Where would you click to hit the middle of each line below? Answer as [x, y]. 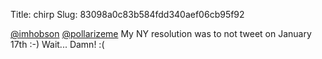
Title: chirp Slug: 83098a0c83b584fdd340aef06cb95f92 [127, 14]
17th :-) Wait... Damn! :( [57, 44]
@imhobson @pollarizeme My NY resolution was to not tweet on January [161, 33]
